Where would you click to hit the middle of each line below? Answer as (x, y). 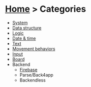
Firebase (29, 69)
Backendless (32, 80)
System (20, 23)
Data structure (27, 28)
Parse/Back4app (36, 75)
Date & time (24, 38)
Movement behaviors (34, 49)
